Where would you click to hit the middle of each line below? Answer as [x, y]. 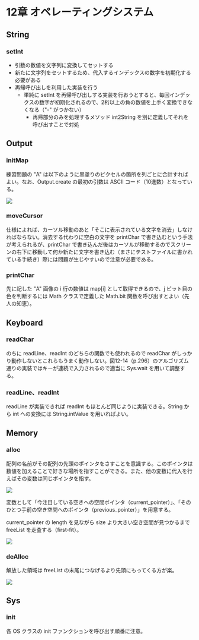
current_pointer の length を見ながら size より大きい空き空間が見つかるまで [98, 522]
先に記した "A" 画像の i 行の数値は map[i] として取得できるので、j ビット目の [99, 289]
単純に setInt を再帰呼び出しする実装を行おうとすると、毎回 [97, 94]
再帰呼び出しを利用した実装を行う [56, 87]
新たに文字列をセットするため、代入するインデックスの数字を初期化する [103, 72]
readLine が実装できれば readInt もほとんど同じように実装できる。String [94, 406]
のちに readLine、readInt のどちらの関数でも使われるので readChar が [92, 353]
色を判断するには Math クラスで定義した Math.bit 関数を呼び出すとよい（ [95, 296]
